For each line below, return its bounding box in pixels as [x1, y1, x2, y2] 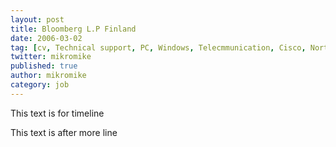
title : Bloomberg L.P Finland [10, 24, 137, 34]
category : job [10, 80, 70, 90]
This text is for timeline [10, 107, 105, 119]
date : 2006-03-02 [10, 33, 83, 43]
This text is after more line [10, 126, 118, 138]
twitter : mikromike [10, 52, 92, 62]
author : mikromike [10, 71, 87, 81]
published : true [10, 61, 78, 71]
